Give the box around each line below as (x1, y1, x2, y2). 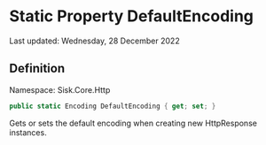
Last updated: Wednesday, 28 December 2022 (9, 35, 180, 46)
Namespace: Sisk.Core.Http (9, 84, 111, 95)
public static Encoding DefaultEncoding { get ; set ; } (9, 102, 216, 111)
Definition (9, 61, 65, 76)
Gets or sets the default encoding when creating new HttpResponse (9, 118, 257, 128)
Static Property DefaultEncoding (9, 6, 254, 27)
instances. (9, 126, 47, 138)
